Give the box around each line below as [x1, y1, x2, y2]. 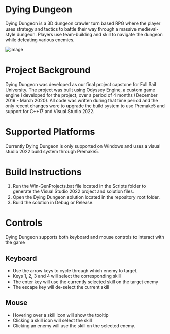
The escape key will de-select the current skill [12, 284, 109, 290]
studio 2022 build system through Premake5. [5, 148, 99, 154]
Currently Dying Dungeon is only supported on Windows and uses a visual [5, 143, 161, 149]
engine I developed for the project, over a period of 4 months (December [5, 92, 158, 98]
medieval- [138, 25, 159, 32]
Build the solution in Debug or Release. [12, 199, 94, 205]
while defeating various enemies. [5, 37, 75, 43]
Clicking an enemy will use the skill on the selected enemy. [12, 323, 136, 329]
